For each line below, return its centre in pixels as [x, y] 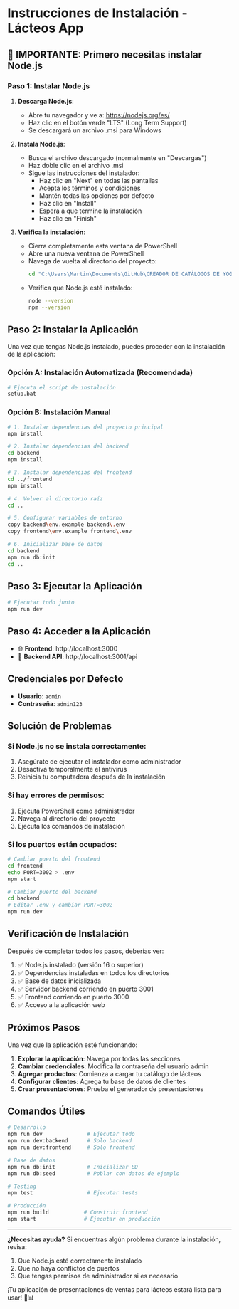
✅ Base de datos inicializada [59, 981]
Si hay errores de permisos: [56, 795]
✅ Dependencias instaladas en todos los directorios [94, 972]
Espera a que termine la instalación [90, 211]
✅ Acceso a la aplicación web [61, 1004]
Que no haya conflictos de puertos [68, 1268]
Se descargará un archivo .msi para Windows [95, 130]
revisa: [17, 1246]
